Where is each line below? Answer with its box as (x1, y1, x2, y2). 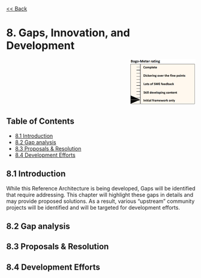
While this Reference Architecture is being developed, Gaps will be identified (6, 184, 196, 192)
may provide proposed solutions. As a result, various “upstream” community (6, 198, 195, 205)
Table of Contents (6, 116, 75, 127)
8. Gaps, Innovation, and (6, 26, 130, 40)
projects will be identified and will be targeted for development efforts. (6, 204, 180, 211)
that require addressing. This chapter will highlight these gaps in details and (6, 191, 194, 198)
